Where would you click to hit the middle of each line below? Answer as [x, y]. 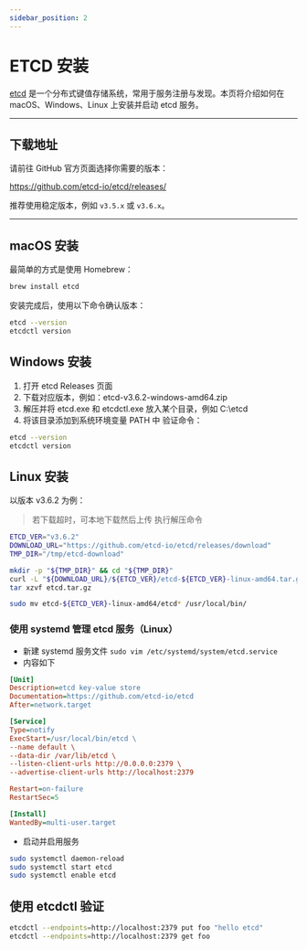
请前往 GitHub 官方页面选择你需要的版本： [89, 168]
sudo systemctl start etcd [61, 867]
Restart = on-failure [47, 789]
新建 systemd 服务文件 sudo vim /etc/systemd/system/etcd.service [150, 651]
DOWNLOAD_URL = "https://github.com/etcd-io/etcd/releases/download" [141, 546]
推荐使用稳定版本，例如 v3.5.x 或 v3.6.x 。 [90, 206]
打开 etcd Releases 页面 [68, 386]
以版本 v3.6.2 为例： [48, 500]
